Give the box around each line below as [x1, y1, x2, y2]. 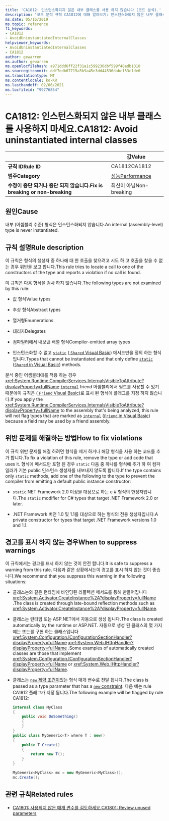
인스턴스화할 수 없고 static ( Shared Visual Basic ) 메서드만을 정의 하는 [12, 349, 152, 356]
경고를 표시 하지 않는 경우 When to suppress [5, 538, 137, 547]
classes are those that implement [12, 650, 81, 656]
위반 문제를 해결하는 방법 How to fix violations [5, 434, 142, 442]
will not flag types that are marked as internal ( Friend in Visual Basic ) [5, 413, 151, 419]
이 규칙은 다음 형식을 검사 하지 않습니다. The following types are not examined [5, 280, 161, 286]
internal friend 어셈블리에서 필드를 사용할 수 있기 [60, 384, 159, 390]
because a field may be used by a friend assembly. [5, 418, 111, 424]
